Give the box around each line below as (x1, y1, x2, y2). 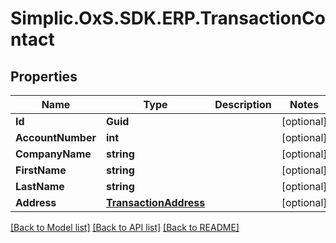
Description (214, 98, 272, 111)
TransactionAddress (105, 196, 206, 209)
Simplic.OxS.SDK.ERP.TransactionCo (10, 7, 326, 30)
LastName (15, 180, 65, 193)
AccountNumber (15, 131, 97, 144)
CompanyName (15, 147, 92, 161)
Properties (10, 68, 78, 85)
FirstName (15, 163, 67, 177)
